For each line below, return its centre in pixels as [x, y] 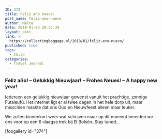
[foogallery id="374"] [26, 131]
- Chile [17, 54]
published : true [21, 46]
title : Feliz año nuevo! [30, 14]
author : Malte [19, 23]
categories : [17, 59]
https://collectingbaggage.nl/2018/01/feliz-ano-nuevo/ [67, 41]
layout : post [18, 32]
